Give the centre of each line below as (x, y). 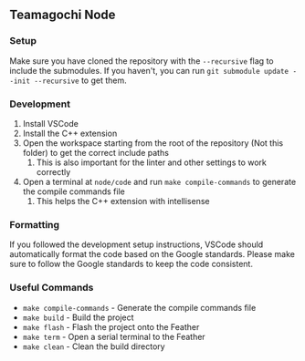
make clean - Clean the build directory (94, 346)
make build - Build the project (78, 317)
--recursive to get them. (80, 80)
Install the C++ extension (70, 133)
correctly (53, 171)
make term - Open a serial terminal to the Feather (114, 336)
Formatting (35, 224)
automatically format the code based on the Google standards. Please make (152, 254)
